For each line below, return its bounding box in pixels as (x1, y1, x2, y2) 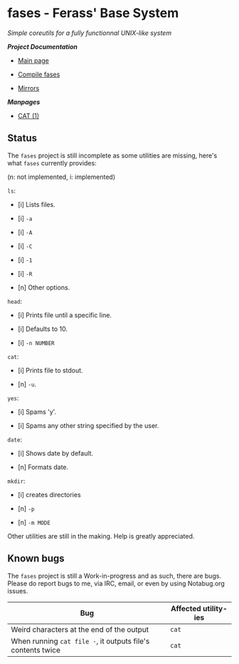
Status (7, 132, 38, 144)
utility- (202, 603, 228, 613)
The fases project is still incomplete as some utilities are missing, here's (7, 151, 218, 160)
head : (7, 297, 23, 305)
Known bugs (7, 553, 65, 565)
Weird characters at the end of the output (11, 624, 149, 634)
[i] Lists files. (17, 200, 55, 208)
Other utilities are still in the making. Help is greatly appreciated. (7, 531, 195, 540)
